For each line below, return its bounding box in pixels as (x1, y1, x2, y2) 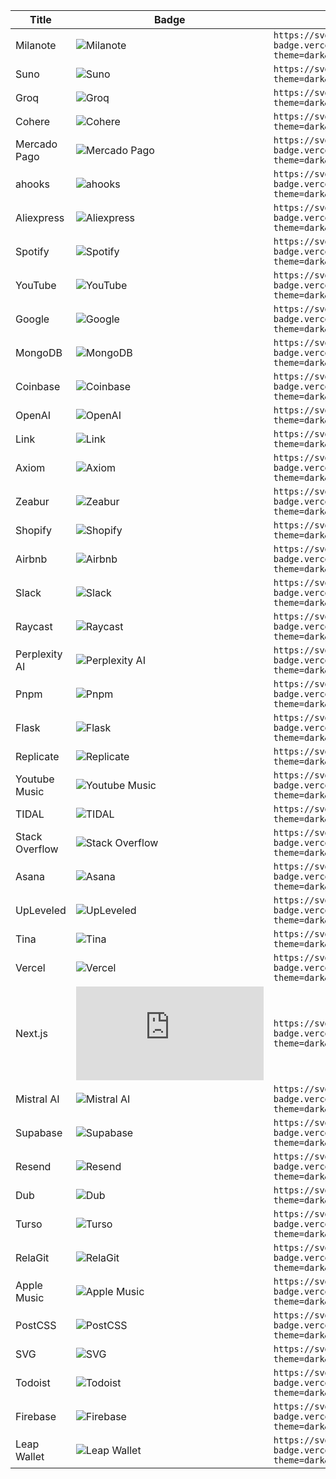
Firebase (15, 1410, 57, 1423)
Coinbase (15, 380, 61, 393)
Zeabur (15, 495, 50, 508)
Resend (15, 1160, 52, 1173)
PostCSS (15, 1319, 57, 1332)
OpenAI (15, 409, 52, 422)
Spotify (15, 245, 50, 258)
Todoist (15, 1376, 51, 1389)
